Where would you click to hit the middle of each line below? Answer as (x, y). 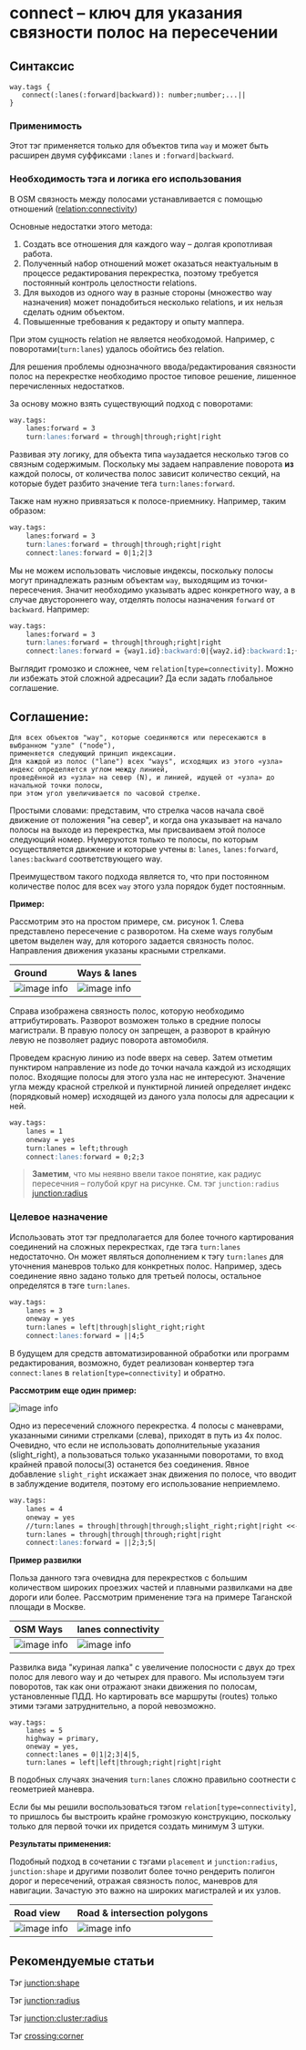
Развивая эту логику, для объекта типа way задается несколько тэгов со (149, 455)
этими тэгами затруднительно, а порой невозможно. (113, 1706)
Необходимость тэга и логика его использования (126, 179)
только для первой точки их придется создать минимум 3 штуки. (137, 1827)
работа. (37, 253)
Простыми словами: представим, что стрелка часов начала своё (137, 810)
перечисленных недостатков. (67, 386)
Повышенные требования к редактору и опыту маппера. (133, 321)
